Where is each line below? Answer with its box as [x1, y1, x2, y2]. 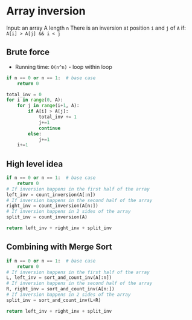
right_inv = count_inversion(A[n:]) [6, 203, 98, 209]
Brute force [6, 47, 50, 57]
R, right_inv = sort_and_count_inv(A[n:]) [6, 286, 115, 292]
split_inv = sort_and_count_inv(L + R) [6, 297, 101, 303]
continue [38, 125, 61, 131]
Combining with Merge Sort [6, 242, 113, 252]
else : [28, 131, 42, 137]
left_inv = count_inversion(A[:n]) [6, 192, 96, 198]
